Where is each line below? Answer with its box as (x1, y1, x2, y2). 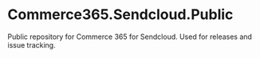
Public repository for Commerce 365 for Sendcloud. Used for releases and (7, 32, 253, 41)
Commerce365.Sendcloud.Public (7, 6, 234, 24)
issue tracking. (7, 40, 57, 49)
